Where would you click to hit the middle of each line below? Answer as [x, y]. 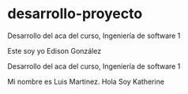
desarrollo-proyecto [75, 14]
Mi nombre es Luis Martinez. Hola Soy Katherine [86, 81]
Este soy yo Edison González [55, 51]
